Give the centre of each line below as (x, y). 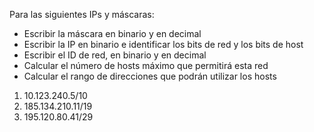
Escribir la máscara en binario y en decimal (112, 33)
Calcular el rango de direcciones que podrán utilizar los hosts (150, 76)
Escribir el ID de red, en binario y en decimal (115, 55)
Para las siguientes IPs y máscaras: (82, 14)
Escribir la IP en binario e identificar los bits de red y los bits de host (163, 44)
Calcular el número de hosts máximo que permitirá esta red (146, 65)
